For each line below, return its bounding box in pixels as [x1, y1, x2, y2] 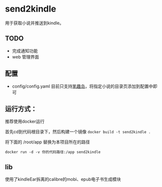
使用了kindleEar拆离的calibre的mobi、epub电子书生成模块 [5, 176, 121, 182]
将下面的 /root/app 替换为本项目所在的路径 [5, 139, 90, 145]
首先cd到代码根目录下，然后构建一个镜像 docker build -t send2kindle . [5, 129, 151, 135]
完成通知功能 [12, 47, 38, 54]
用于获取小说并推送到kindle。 [5, 20, 64, 26]
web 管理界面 [12, 54, 39, 60]
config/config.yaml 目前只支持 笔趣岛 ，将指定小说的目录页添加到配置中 [12, 83, 153, 89]
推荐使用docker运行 [5, 119, 45, 125]
